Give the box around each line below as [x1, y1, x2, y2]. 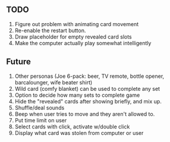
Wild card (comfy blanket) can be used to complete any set [14, 85, 160, 92]
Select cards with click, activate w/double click [14, 123, 130, 130]
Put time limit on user [14, 116, 67, 124]
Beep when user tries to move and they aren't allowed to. [14, 110, 155, 118]
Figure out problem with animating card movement [14, 20, 138, 27]
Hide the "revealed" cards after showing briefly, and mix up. [14, 97, 162, 105]
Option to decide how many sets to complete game [14, 91, 140, 99]
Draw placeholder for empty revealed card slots [14, 33, 132, 40]
